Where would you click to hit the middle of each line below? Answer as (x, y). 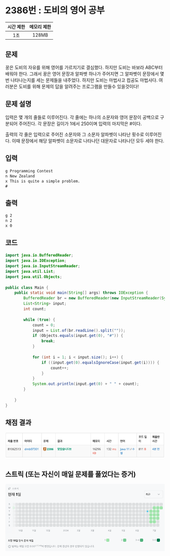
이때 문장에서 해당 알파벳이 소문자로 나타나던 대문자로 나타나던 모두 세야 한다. (88, 141)
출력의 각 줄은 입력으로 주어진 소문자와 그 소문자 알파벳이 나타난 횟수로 (75, 134)
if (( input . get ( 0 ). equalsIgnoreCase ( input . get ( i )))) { (100, 362)
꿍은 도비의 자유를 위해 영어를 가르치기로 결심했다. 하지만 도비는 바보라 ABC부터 (84, 67)
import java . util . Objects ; (34, 277)
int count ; (35, 309)
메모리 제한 (40, 27)
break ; (48, 341)
